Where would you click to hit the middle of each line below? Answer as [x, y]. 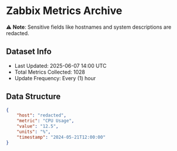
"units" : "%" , [34, 132]
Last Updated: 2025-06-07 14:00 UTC [60, 66]
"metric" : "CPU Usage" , [46, 121]
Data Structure [34, 97]
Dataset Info [29, 52]
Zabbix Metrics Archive [64, 11]
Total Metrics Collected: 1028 [50, 72]
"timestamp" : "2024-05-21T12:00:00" [61, 137]
